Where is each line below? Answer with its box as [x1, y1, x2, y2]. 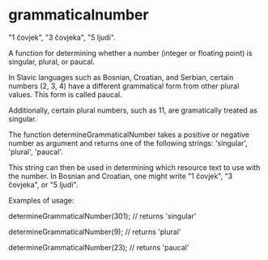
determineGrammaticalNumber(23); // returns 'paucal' [8, 242, 189, 252]
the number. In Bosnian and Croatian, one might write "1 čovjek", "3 [8, 171, 233, 181]
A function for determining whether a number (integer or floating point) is [8, 48, 253, 58]
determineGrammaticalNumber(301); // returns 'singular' [8, 211, 197, 220]
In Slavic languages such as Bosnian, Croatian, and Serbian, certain [8, 72, 234, 82]
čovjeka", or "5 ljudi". [8, 180, 79, 190]
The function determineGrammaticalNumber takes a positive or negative [8, 130, 249, 139]
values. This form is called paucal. [8, 89, 123, 99]
